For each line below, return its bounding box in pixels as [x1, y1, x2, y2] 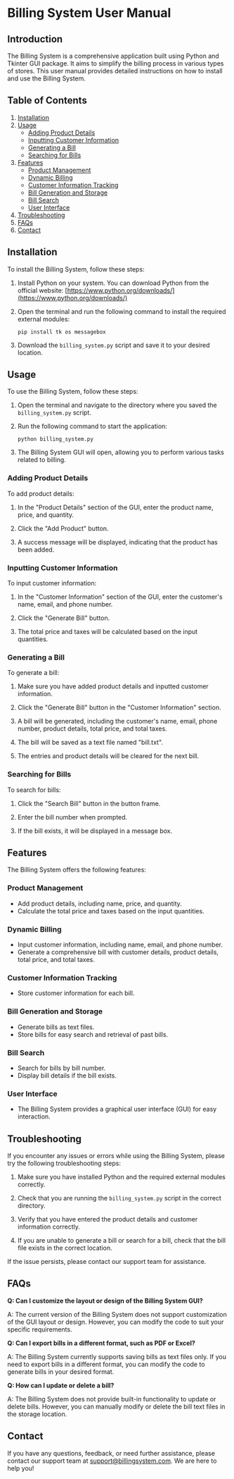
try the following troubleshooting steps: [7, 1159, 122, 1168]
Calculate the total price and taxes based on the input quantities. [17, 906, 205, 915]
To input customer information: [7, 579, 97, 588]
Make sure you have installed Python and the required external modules [17, 1173, 226, 1181]
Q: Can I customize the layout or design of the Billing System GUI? [7, 1296, 204, 1305]
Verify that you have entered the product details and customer [17, 1215, 198, 1224]
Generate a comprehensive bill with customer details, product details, [17, 948, 219, 956]
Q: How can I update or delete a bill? [7, 1381, 115, 1389]
